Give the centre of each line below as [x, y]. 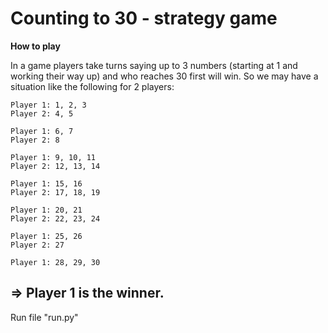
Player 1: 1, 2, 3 [48, 105]
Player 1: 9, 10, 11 [53, 157]
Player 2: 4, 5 [42, 113]
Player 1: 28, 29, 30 [55, 262]
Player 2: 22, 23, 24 [55, 218]
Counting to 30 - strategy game [144, 18]
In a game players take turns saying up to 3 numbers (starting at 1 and [154, 65]
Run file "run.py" [44, 317]
